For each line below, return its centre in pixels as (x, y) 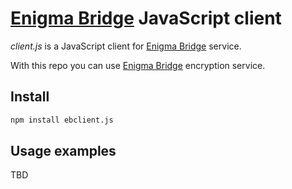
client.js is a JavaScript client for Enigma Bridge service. (126, 46)
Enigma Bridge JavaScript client (146, 18)
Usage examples (63, 151)
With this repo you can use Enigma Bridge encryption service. (138, 65)
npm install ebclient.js (62, 120)
